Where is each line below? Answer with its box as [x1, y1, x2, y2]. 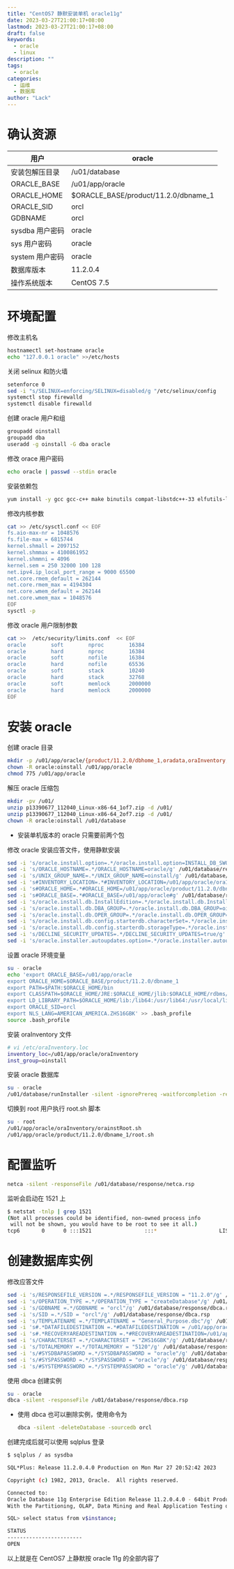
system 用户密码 [10, 252, 65, 262]
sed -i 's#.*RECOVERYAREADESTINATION [7, 1330, 117, 1337]
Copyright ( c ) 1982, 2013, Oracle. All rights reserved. [7, 1477, 179, 1484]
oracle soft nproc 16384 [7, 641, 145, 648]
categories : [7, 75, 42, 82]
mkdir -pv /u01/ [7, 798, 54, 805]
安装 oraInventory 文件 [7, 1030, 72, 1039]
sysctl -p [7, 607, 36, 614]
